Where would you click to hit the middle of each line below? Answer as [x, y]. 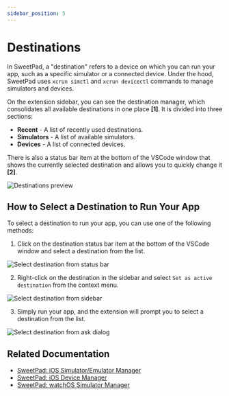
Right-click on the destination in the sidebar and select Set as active [114, 278]
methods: [21, 231]
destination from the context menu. [68, 285]
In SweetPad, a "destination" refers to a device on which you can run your [111, 67]
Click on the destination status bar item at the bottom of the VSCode [113, 244]
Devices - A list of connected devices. [71, 144]
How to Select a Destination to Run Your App [104, 207]
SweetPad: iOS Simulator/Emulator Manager [79, 371]
